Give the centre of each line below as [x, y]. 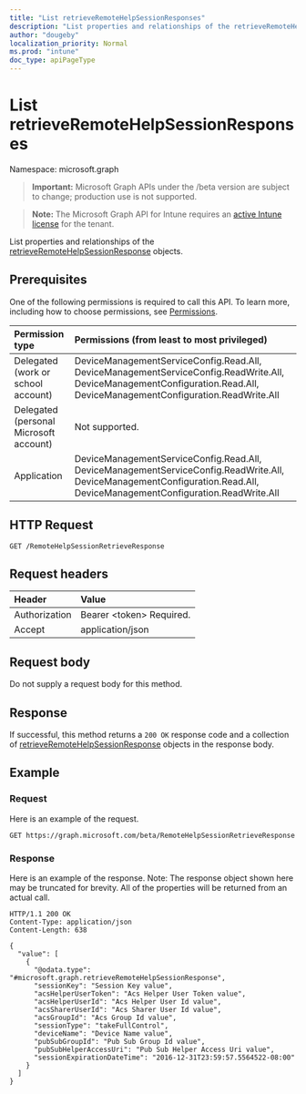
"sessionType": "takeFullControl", [101, 1026]
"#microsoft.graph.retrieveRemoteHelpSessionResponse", [117, 977]
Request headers [59, 573]
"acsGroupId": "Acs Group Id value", [105, 1017]
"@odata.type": [62, 970]
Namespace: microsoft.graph [64, 169]
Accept [30, 629]
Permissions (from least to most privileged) [171, 340]
